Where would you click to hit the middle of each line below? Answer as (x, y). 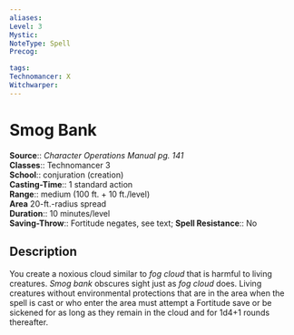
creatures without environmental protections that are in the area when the (147, 293)
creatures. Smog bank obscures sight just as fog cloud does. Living (136, 283)
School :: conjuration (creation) (67, 175)
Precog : (24, 52)
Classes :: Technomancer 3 (60, 165)
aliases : (26, 18)
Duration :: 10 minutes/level (60, 213)
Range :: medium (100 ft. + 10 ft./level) (80, 194)
